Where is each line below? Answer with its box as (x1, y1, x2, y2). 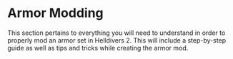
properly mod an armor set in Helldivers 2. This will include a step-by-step (7, 36, 227, 44)
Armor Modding (7, 5, 104, 21)
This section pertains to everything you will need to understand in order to (7, 28, 226, 37)
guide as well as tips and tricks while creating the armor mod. (7, 43, 189, 52)
